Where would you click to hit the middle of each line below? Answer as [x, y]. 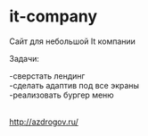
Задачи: [25, 58]
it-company [53, 17]
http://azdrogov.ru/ [44, 122]
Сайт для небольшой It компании [73, 41]
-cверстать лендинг [47, 76]
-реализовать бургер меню [62, 95]
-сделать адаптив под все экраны [74, 85]
